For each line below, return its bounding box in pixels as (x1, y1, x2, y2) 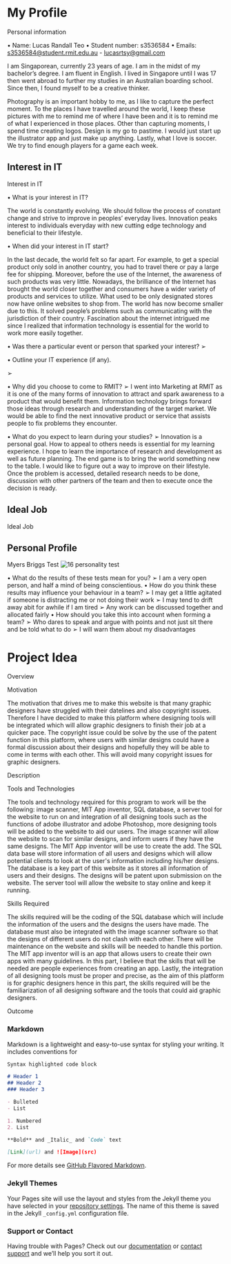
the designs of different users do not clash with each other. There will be (7, 935, 214, 943)
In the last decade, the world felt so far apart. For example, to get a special (7, 255, 219, 263)
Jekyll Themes (7, 1178, 58, 1188)
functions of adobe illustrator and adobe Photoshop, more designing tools (7, 820, 217, 829)
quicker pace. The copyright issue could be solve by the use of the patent (7, 728, 217, 737)
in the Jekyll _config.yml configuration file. (7, 1209, 129, 1217)
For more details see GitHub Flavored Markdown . (7, 1161, 147, 1169)
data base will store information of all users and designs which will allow (7, 849, 212, 858)
